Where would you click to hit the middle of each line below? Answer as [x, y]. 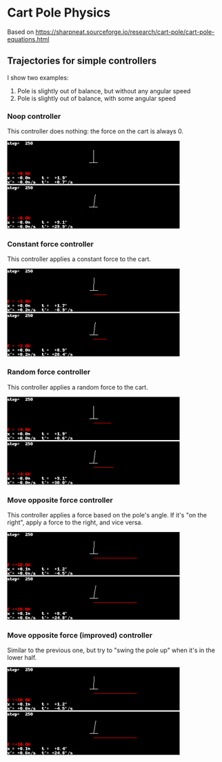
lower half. [22, 658]
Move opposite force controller [60, 500]
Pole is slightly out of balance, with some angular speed [97, 98]
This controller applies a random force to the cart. [78, 387]
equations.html [28, 39]
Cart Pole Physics [59, 13]
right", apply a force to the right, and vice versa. [75, 522]
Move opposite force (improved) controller [80, 635]
